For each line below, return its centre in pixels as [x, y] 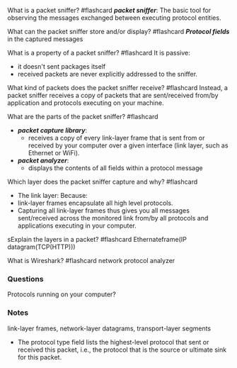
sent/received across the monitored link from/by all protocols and [113, 218]
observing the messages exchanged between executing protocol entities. [114, 18]
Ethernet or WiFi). [54, 153]
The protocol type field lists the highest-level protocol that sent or [113, 342]
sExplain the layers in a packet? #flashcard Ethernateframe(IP [97, 239]
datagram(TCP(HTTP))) [41, 247]
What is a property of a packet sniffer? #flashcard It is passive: [99, 53]
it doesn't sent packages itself [62, 66]
